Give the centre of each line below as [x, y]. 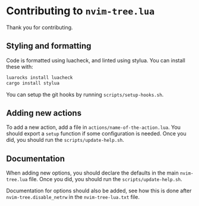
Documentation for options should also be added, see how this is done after [99, 191]
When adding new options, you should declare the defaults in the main [93, 173]
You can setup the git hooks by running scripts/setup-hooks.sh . [85, 94]
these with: [20, 66]
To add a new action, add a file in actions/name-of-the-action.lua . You [94, 127]
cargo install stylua [33, 83]
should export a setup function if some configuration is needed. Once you [96, 134]
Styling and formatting [49, 46]
